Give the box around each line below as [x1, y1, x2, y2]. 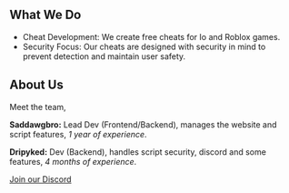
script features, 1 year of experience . [9, 128, 147, 139]
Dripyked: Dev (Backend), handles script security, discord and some [9, 146, 266, 157]
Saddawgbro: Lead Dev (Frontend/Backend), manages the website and [9, 118, 277, 130]
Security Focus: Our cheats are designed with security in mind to [22, 41, 266, 52]
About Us [9, 77, 64, 93]
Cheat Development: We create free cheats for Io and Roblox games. [22, 31, 281, 42]
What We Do [9, 7, 82, 23]
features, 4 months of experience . [9, 156, 137, 167]
